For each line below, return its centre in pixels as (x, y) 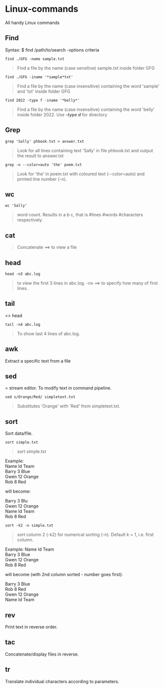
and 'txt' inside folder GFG (44, 91)
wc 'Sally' (16, 206)
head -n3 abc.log (23, 274)
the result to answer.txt (40, 156)
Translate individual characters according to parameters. (62, 681)
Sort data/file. (19, 433)
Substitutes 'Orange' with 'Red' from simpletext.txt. (69, 406)
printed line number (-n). (42, 179)
